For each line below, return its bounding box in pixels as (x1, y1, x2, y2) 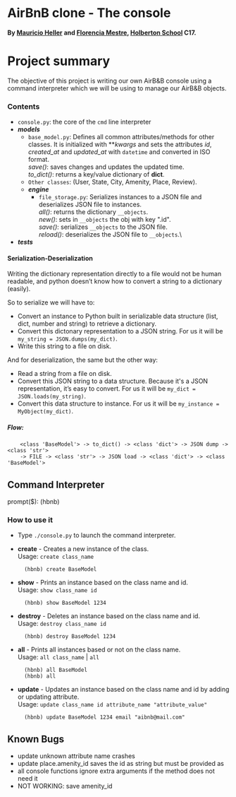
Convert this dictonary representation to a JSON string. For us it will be (17, 327, 223, 336)
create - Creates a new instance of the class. (17, 545, 149, 553)
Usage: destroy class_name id (17, 620, 107, 628)
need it (17, 774, 38, 783)
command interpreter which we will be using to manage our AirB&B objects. (7, 83, 227, 93)
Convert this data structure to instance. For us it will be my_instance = (17, 399, 220, 408)
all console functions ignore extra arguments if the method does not (17, 767, 215, 775)
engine (27, 185, 49, 194)
